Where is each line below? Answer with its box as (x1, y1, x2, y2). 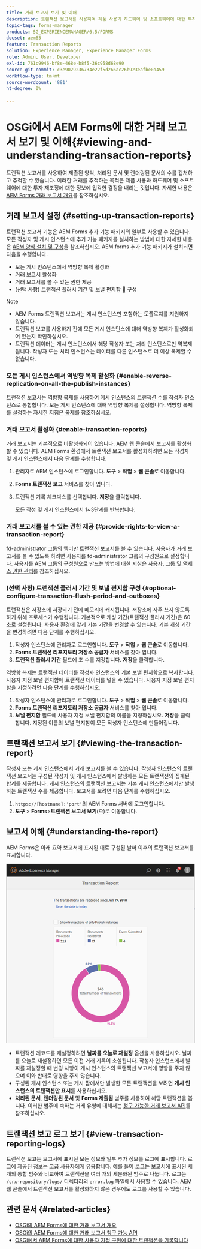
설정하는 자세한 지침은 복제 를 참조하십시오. (12, 409, 112, 416)
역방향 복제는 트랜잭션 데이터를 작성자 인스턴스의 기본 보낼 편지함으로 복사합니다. (6, 669, 195, 676)
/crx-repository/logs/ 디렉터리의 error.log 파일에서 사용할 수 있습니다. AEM (6, 1178, 193, 1185)
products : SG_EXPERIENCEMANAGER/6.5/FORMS (6, 29, 114, 35)
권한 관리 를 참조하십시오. (12, 567, 71, 574)
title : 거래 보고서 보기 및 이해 (6, 10, 77, 16)
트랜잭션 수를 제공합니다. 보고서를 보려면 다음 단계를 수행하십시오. (17, 787, 170, 794)
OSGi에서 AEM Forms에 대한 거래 (6, 121, 166, 134)
